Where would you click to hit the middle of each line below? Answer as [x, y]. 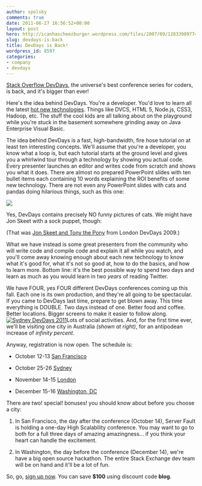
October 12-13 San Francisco [51, 356]
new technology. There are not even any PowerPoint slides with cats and [96, 185]
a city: [14, 409]
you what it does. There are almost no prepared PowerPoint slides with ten [99, 172]
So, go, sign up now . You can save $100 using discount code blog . [89, 476]
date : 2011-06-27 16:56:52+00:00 [48, 23]
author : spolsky [26, 12]
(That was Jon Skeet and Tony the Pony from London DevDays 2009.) [93, 233]
